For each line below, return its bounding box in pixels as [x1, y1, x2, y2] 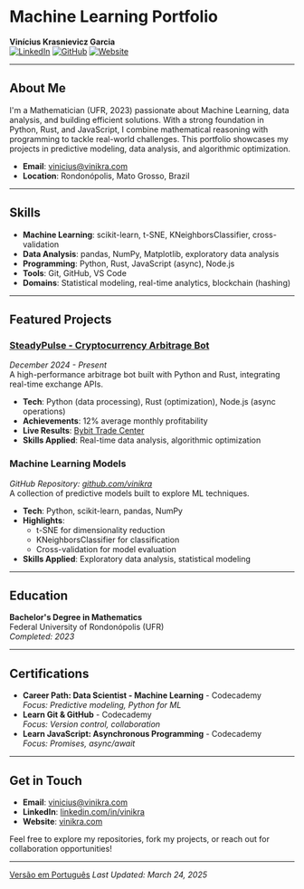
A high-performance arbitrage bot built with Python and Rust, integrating [9, 369, 280, 380]
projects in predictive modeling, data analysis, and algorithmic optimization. [9, 143, 291, 154]
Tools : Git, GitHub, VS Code [22, 267, 127, 278]
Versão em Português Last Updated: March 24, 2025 [9, 869, 208, 880]
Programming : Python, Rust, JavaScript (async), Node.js [22, 258, 235, 269]
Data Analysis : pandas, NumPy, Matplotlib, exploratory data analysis [22, 248, 280, 259]
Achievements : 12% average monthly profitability [22, 416, 208, 426]
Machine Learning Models [9, 457, 127, 470]
